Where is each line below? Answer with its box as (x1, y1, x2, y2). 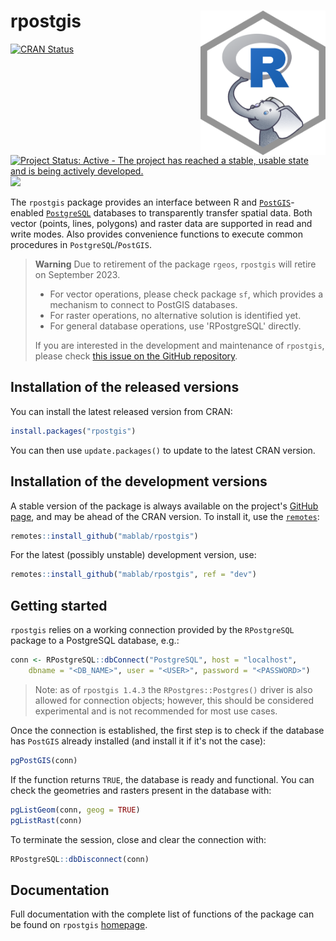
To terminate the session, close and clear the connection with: (10, 833, 267, 845)
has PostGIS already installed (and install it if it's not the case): (10, 735, 267, 747)
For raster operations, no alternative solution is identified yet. (49, 310, 302, 322)
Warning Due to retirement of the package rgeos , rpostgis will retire (34, 258, 317, 270)
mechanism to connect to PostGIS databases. (49, 299, 238, 311)
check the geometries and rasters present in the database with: (10, 784, 272, 796)
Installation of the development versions (10, 473, 268, 490)
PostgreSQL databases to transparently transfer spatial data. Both (45, 207, 313, 219)
